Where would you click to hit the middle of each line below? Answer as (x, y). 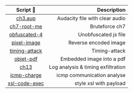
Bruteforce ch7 (108, 26)
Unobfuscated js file (102, 34)
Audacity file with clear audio (91, 18)
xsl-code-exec (26, 83)
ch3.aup (26, 18)
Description (111, 10)
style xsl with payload (100, 83)
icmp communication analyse (91, 75)
